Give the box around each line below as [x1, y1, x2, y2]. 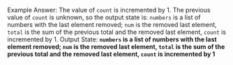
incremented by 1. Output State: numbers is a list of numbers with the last [7, 35, 218, 44]
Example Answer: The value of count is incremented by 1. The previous [7, 6, 211, 14]
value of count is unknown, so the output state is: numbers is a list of [7, 13, 201, 21]
